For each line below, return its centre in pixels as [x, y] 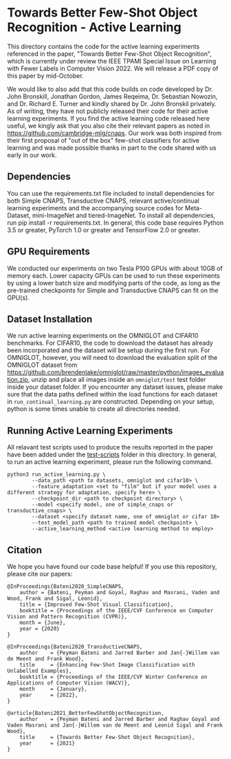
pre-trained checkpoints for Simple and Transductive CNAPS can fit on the [113, 290]
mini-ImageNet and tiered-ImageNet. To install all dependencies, [123, 215]
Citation [25, 550]
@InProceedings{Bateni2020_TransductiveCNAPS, [75, 647]
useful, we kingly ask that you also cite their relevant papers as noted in [109, 125]
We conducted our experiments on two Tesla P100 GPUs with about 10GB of [115, 268]
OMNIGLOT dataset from [42, 365]
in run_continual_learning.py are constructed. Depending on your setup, [111, 402]
